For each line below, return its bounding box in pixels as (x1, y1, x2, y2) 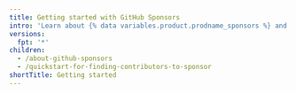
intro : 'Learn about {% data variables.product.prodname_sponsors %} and (9, 21, 288, 30)
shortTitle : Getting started (9, 71, 117, 80)
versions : (9, 29, 46, 38)
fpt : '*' (17, 37, 50, 47)
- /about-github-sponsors (17, 54, 113, 63)
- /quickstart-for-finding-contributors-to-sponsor (17, 63, 213, 72)
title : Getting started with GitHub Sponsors (9, 12, 180, 22)
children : (9, 46, 46, 55)
